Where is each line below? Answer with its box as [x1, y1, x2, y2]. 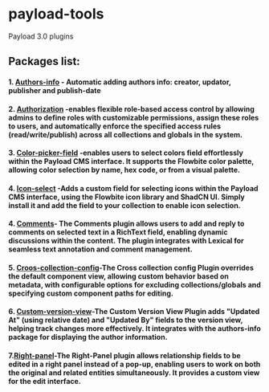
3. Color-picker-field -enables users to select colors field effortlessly [8, 148, 243, 157]
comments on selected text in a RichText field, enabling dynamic [8, 227, 228, 237]
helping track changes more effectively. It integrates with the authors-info [8, 324, 261, 333]
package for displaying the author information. [8, 333, 168, 342]
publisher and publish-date [8, 85, 102, 95]
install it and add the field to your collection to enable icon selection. [8, 200, 241, 210]
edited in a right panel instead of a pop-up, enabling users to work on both [8, 359, 261, 370]
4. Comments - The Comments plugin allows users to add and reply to [8, 218, 245, 229]
